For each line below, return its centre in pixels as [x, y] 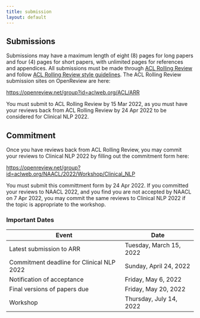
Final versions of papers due [49, 289]
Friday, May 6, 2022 [153, 279]
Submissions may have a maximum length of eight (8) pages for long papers [100, 56]
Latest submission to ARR [45, 249]
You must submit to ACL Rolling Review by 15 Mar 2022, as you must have [97, 104]
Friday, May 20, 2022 [155, 289]
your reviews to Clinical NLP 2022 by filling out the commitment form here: [98, 156]
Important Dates [30, 220]
